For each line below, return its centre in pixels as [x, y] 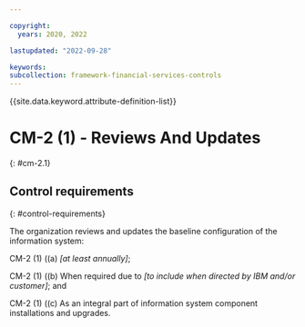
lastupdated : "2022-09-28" [61, 51]
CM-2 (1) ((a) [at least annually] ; [70, 258]
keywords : [28, 67]
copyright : [30, 25]
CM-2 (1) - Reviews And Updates [135, 138]
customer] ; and [38, 285]
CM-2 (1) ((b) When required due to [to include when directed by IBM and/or [152, 276]
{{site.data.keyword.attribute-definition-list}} [93, 102]
